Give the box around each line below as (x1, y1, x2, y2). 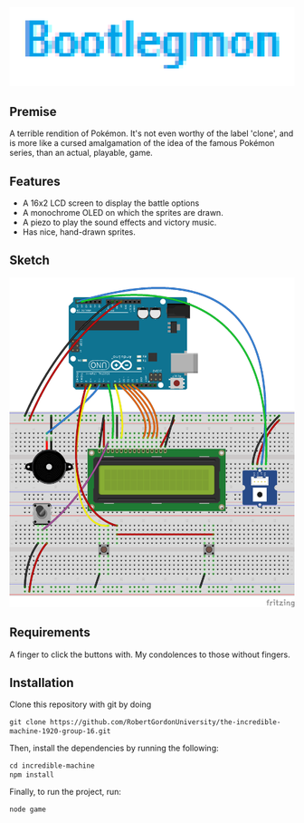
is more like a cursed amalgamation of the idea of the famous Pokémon (9, 138, 275, 149)
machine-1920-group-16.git (9, 727, 111, 736)
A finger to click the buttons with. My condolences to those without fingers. (9, 649, 291, 660)
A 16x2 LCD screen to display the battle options (22, 198, 200, 208)
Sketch (9, 253, 50, 268)
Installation (9, 674, 74, 691)
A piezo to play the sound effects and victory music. (22, 217, 217, 228)
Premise (9, 103, 57, 120)
